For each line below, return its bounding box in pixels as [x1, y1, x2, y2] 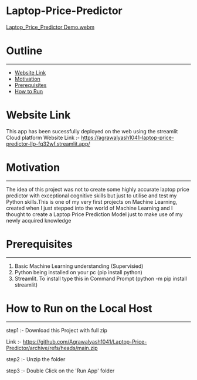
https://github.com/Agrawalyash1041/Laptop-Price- [22, 338, 147, 345]
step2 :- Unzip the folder [6, 355, 66, 362]
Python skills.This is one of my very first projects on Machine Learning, [6, 198, 178, 205]
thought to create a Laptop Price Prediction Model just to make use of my [6, 210, 183, 218]
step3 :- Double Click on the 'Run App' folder [6, 367, 115, 374]
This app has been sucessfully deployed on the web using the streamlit [6, 127, 178, 134]
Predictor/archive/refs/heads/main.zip [6, 344, 98, 351]
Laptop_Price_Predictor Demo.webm [6, 23, 95, 31]
